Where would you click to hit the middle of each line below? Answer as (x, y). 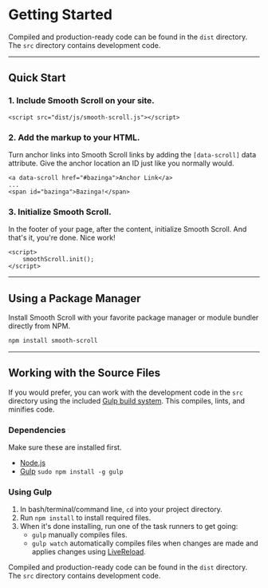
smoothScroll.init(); (58, 260)
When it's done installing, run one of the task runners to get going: (129, 526)
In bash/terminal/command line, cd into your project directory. (121, 510)
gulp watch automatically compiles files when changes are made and (145, 543)
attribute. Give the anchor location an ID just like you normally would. (121, 163)
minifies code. (32, 409)
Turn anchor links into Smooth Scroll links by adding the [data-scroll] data (132, 154)
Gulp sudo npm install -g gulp (71, 471)
